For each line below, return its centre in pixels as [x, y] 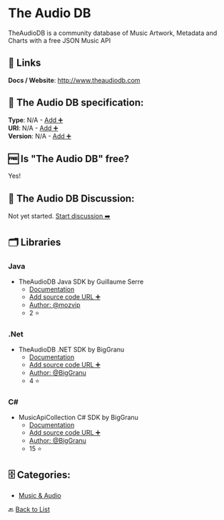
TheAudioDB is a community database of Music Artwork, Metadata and [113, 33]
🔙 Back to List [29, 509]
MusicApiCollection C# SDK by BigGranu [78, 417]
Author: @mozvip [55, 304]
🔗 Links [25, 63]
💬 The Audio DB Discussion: [71, 198]
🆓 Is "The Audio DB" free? [69, 159]
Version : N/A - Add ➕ [40, 136]
